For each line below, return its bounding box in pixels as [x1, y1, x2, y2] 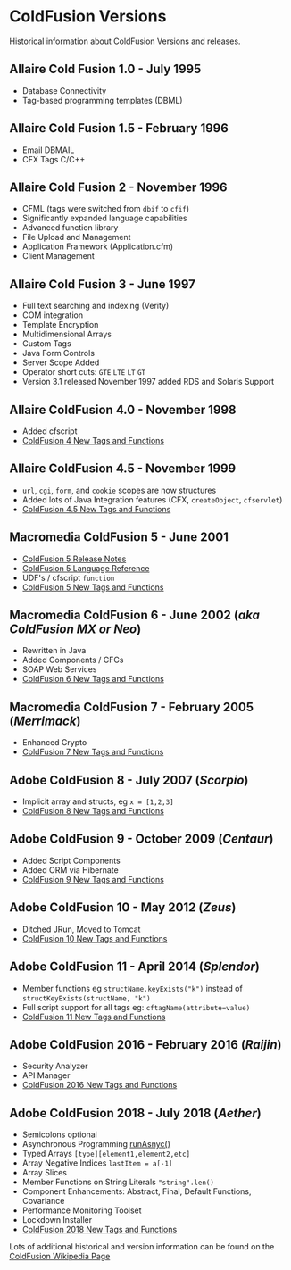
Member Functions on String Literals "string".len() [21, 1176, 214, 1188]
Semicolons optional [21, 1129, 98, 1140]
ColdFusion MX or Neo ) [9, 622, 142, 637]
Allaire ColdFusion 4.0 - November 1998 [9, 402, 237, 417]
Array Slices [21, 1167, 67, 1178]
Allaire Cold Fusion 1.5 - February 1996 [9, 120, 229, 136]
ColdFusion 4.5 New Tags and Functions [21, 503, 171, 514]
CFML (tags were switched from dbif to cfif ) [21, 203, 190, 214]
